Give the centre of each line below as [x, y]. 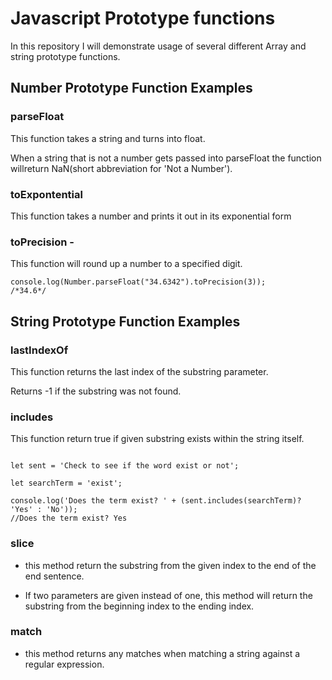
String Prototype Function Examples [125, 321]
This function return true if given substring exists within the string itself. [157, 439]
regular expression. [64, 664]
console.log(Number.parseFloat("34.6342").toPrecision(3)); [138, 282]
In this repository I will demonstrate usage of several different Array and [158, 46]
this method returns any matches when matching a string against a [162, 653]
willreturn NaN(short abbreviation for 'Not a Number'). [121, 168]
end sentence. [54, 576]
